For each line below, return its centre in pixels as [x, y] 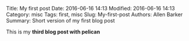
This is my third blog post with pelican [53, 32]
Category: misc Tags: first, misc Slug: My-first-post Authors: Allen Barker [95, 14]
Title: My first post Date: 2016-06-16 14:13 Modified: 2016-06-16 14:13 [90, 8]
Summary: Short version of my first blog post [60, 20]
